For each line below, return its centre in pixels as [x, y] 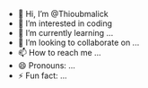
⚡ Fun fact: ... [42, 75]
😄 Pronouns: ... [47, 66]
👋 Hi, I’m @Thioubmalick [63, 14]
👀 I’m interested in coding [65, 23]
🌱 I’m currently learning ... [65, 33]
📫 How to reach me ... [59, 53]
